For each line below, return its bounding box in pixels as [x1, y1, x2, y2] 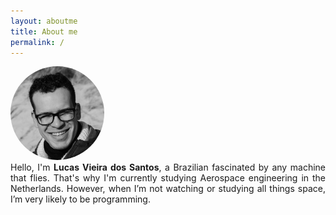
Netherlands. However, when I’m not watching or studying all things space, [10, 183, 326, 195]
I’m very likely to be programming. [10, 193, 151, 205]
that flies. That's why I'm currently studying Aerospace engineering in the [10, 172, 326, 184]
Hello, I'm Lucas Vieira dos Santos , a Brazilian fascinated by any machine [10, 161, 326, 174]
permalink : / [10, 37, 65, 47]
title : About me [10, 26, 78, 37]
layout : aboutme [10, 16, 78, 26]
